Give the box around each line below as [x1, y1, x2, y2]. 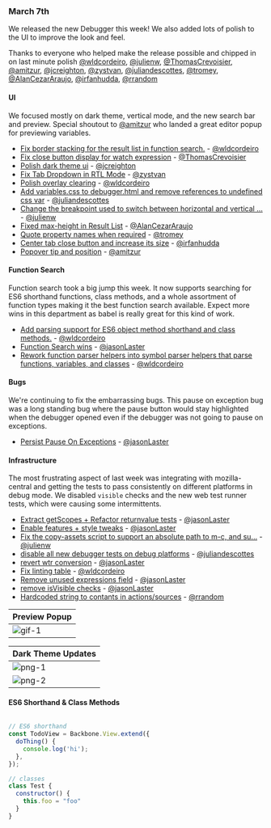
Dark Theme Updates [12, 648, 97, 660]
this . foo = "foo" [23, 797, 82, 805]
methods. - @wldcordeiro [19, 333, 106, 343]
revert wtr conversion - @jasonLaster [19, 558, 145, 568]
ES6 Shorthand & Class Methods [8, 697, 120, 707]
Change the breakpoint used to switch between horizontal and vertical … [19, 204, 263, 213]
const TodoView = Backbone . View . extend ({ [8, 730, 150, 738]
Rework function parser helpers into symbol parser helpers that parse [19, 350, 252, 360]
